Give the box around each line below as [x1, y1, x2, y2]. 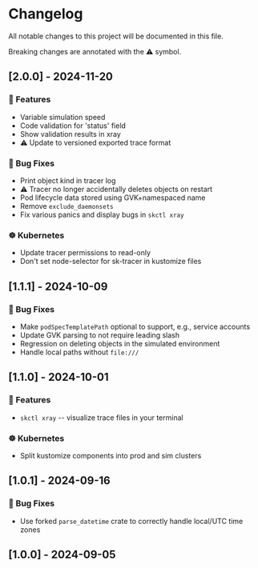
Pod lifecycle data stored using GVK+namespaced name [19, 193, 206, 202]
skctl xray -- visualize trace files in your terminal [19, 413, 183, 422]
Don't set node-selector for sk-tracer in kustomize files [19, 257, 202, 266]
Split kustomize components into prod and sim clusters [19, 450, 202, 460]
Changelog [8, 5, 83, 23]
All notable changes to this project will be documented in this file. [8, 31, 224, 41]
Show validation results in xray [19, 129, 122, 138]
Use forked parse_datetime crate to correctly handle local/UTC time [19, 516, 244, 526]
